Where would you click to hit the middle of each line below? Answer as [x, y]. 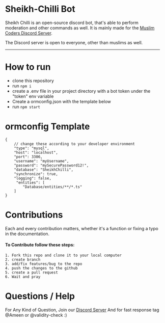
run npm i [22, 86]
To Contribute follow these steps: [40, 245]
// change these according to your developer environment [74, 144]
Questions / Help [40, 296]
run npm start [26, 107]
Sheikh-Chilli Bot [40, 9]
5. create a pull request [31, 272]
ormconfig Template [47, 127]
